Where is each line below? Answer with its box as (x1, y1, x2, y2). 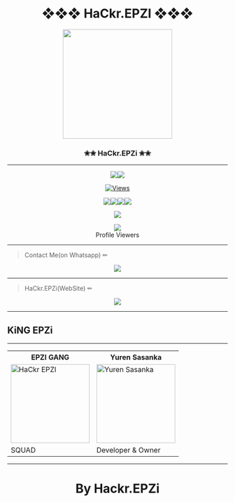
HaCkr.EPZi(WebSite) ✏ (24, 284, 93, 293)
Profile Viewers (95, 230, 140, 240)
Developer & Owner (97, 446, 161, 455)
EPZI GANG (31, 352, 70, 362)
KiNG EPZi (7, 324, 53, 336)
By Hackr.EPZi (75, 481, 160, 497)
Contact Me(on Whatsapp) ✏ (24, 251, 108, 259)
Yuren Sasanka (110, 352, 162, 362)
